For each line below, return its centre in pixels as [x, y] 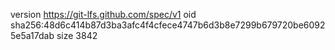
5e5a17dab [32, 35]
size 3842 [77, 35]
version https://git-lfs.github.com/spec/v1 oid [103, 14]
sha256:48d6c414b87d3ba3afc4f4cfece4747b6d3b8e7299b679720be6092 [168, 25]
